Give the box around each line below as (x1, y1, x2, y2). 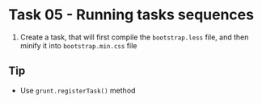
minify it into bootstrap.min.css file (19, 40, 137, 50)
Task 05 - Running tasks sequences (8, 6, 255, 24)
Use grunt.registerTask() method (19, 85, 136, 95)
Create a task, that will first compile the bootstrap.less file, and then (19, 32, 249, 42)
